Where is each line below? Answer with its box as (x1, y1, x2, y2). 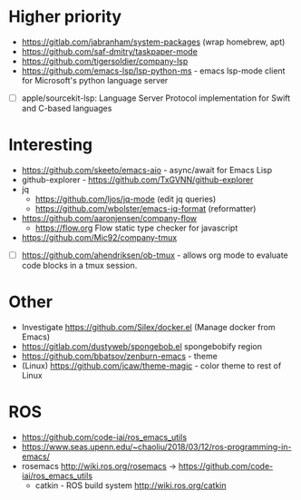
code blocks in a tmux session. (21, 260, 138, 270)
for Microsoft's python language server (21, 74, 169, 85)
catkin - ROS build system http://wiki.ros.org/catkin (34, 479, 227, 491)
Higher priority (8, 6, 122, 27)
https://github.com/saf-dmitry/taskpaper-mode (21, 45, 199, 56)
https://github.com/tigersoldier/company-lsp (21, 55, 189, 66)
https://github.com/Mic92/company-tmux (21, 231, 178, 242)
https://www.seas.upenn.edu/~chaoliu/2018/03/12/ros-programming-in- (21, 441, 292, 452)
